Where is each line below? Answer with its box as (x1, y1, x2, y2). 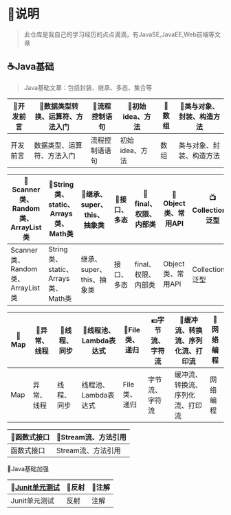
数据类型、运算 (34, 140, 82, 150)
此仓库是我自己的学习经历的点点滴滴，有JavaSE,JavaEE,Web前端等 (23, 30, 215, 38)
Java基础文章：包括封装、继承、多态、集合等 (23, 83, 153, 91)
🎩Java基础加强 (7, 464, 49, 472)
